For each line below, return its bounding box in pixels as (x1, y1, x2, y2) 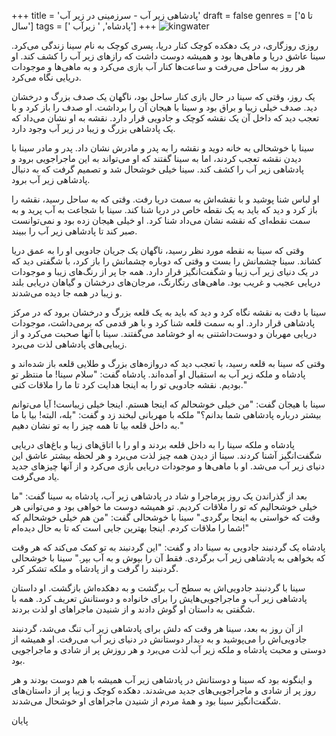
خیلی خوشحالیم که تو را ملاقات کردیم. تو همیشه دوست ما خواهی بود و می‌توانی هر (11, 501, 318, 512)
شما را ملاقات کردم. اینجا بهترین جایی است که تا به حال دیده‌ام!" (11, 522, 250, 534)
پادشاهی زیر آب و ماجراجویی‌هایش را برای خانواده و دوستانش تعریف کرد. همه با (11, 593, 308, 604)
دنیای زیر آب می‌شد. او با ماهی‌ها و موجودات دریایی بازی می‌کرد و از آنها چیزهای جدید (11, 460, 326, 472)
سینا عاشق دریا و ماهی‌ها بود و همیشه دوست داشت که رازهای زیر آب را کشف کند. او (11, 50, 326, 62)
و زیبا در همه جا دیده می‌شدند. (11, 287, 123, 299)
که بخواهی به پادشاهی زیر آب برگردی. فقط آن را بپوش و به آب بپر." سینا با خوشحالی (11, 552, 326, 564)
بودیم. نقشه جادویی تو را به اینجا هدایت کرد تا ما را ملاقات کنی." (11, 379, 248, 390)
